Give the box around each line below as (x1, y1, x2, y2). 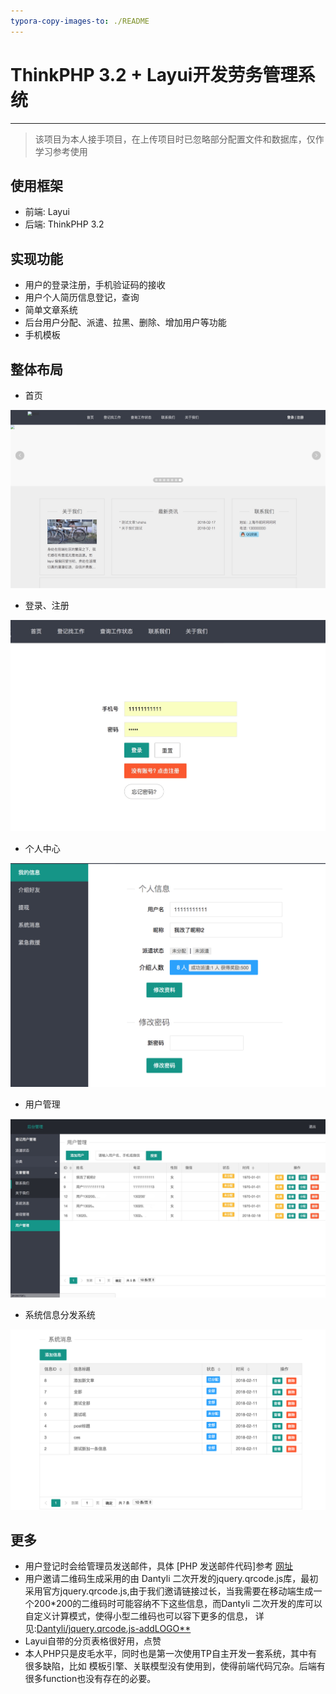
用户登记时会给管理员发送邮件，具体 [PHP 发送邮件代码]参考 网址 (24, 1560, 294, 1572)
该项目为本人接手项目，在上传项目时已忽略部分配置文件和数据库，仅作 (34, 133, 325, 145)
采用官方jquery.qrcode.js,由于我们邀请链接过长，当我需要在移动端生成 (24, 1585, 314, 1597)
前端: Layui (24, 206, 70, 218)
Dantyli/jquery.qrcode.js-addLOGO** (36, 1623, 192, 1635)
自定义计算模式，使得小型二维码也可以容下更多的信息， (24, 1610, 253, 1622)
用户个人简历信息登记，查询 (24, 291, 140, 304)
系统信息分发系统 (24, 1309, 96, 1321)
